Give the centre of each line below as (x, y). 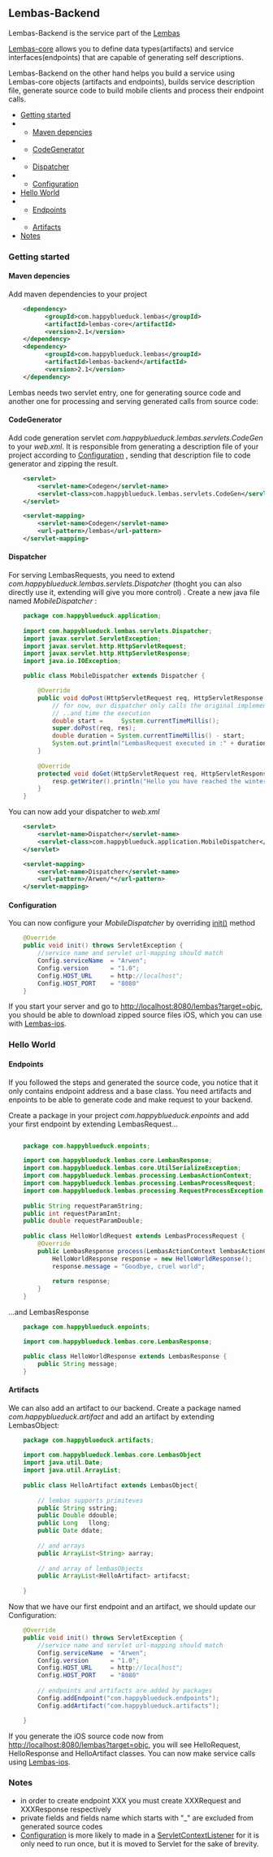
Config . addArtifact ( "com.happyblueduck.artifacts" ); (129, 1706)
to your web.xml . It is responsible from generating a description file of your (134, 446)
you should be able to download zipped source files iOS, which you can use (135, 1015)
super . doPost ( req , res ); (94, 728)
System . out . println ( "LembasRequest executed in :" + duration (159, 744)
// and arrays (61, 1546)
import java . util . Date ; (63, 1463)
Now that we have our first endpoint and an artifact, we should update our (132, 1607)
